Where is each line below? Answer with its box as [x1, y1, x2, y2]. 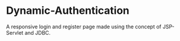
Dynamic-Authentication [6, 4, 130, 17]
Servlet [6, 29, 23, 36]
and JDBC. [24, 29, 51, 36]
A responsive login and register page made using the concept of [6, 23, 162, 30]
